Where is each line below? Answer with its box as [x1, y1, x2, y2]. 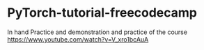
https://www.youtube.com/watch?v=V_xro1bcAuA [7, 35, 149, 43]
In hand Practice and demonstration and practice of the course [7, 28, 188, 36]
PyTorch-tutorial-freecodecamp [7, 5, 197, 21]
